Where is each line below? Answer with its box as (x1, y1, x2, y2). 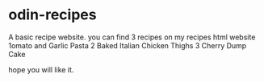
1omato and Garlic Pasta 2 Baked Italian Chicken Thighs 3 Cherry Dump (8, 40, 247, 50)
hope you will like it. (8, 64, 74, 74)
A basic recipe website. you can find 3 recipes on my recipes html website (8, 32, 256, 42)
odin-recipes (8, 6, 97, 24)
